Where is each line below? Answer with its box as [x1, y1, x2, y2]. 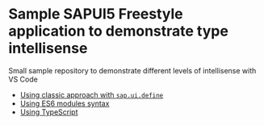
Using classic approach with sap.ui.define [19, 90, 164, 99]
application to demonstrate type [8, 22, 228, 40]
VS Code [8, 74, 38, 84]
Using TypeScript [19, 106, 78, 117]
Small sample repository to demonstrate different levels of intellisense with [8, 65, 257, 75]
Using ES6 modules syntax [19, 98, 110, 108]
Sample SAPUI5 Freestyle [8, 5, 183, 23]
